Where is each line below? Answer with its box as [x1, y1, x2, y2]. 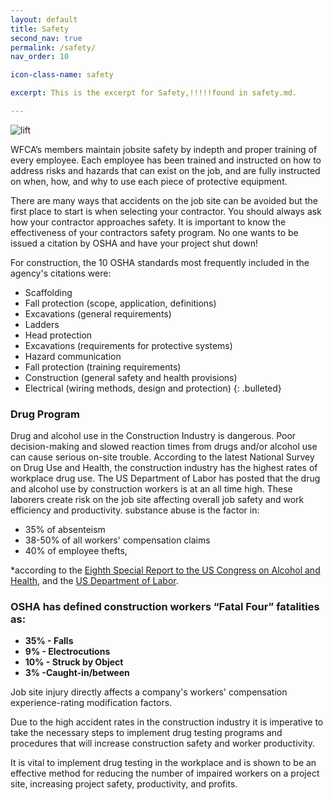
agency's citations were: [10, 267, 112, 279]
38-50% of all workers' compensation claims [24, 534, 211, 546]
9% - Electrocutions [24, 646, 111, 658]
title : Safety [10, 24, 70, 34]
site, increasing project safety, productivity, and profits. [10, 778, 238, 790]
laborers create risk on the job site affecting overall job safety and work [10, 494, 305, 506]
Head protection [24, 329, 93, 341]
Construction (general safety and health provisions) [24, 371, 238, 383]
